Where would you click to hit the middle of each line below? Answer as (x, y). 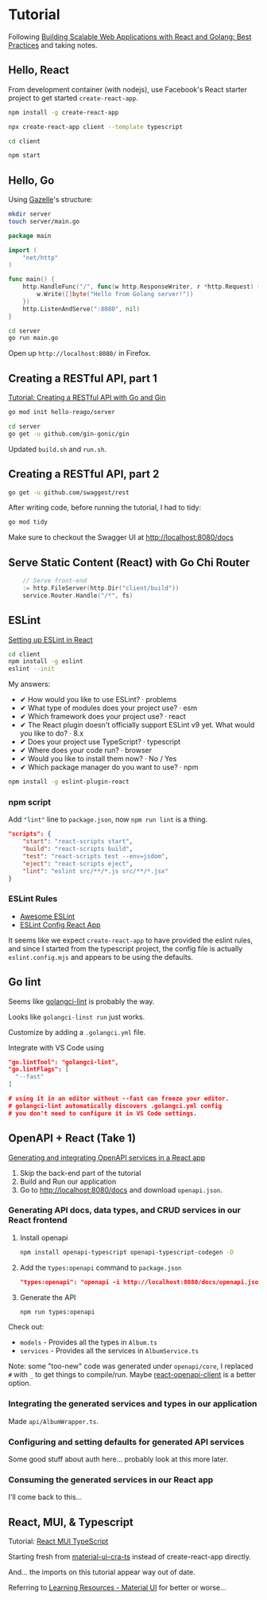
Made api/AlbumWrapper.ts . (54, 1421)
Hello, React (39, 70)
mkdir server (30, 214)
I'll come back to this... (45, 1497)
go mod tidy (28, 522)
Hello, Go (31, 180)
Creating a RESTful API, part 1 (83, 379)
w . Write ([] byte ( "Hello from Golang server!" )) (115, 295)
